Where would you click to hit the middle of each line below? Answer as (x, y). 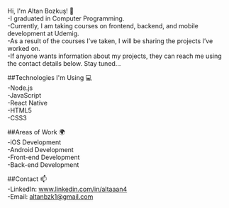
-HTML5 (19, 110)
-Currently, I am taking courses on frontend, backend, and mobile (103, 26)
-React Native (28, 103)
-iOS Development (34, 142)
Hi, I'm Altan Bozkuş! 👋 (41, 11)
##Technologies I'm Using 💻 (50, 77)
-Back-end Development (43, 165)
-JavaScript (24, 95)
